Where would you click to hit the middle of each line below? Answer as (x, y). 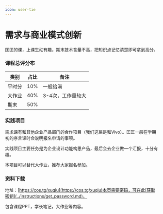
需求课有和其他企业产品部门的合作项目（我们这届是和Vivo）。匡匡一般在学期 (81, 132)
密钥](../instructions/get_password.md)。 (46, 196)
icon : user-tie (20, 9)
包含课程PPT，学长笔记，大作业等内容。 (45, 207)
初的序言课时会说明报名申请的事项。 (41, 138)
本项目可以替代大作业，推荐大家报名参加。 (48, 165)
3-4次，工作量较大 (65, 95)
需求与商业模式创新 (43, 35)
